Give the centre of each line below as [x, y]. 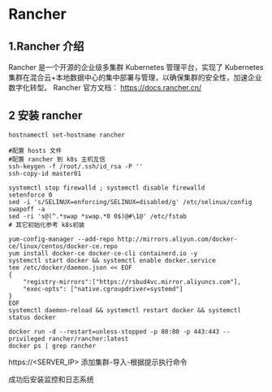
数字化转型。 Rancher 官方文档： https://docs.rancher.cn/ [105, 87]
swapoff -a [27, 209]
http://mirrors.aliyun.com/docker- [177, 239]
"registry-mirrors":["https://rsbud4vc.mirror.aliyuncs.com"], [132, 281]
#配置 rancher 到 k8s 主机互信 [57, 159]
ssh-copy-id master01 [45, 173]
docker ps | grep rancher [52, 346]
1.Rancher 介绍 [46, 46]
